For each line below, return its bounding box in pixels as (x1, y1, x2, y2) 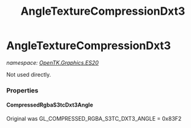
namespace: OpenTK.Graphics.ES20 (6, 59, 99, 66)
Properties (6, 86, 39, 94)
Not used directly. (6, 70, 51, 78)
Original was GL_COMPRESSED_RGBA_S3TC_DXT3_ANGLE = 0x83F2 (6, 115, 182, 122)
